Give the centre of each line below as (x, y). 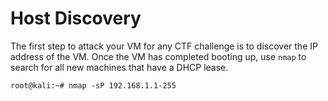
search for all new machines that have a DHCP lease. (119, 67)
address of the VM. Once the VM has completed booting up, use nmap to (158, 56)
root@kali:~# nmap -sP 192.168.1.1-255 (93, 85)
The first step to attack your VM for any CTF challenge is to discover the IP (164, 46)
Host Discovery (76, 18)
